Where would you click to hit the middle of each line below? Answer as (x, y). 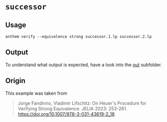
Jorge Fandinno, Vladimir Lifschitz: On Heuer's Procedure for (82, 103)
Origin (15, 81)
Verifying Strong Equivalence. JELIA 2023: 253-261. (73, 108)
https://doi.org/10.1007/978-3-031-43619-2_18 (66, 114)
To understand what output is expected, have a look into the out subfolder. (84, 65)
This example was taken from (36, 93)
